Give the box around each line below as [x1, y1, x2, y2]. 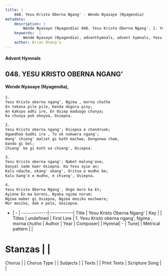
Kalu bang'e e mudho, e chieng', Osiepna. [5, 173, 95, 178]
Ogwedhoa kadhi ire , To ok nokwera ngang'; [5, 132, 99, 137]
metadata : [5, 16, 26, 21]
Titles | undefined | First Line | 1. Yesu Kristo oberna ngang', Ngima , [12, 215, 152, 221]
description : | [14, 21, 46, 26]
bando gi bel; [5, 141, 35, 146]
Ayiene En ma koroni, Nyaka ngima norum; [5, 191, 93, 196]
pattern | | [12, 226, 33, 232]
